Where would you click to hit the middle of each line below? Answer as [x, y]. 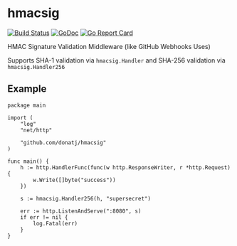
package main [27, 105]
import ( [20, 118]
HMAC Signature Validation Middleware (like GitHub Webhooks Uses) [109, 46]
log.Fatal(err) [56, 223]
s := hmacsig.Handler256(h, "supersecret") [86, 198]
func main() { [28, 161]
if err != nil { [44, 217]
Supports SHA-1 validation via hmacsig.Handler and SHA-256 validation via [116, 60]
